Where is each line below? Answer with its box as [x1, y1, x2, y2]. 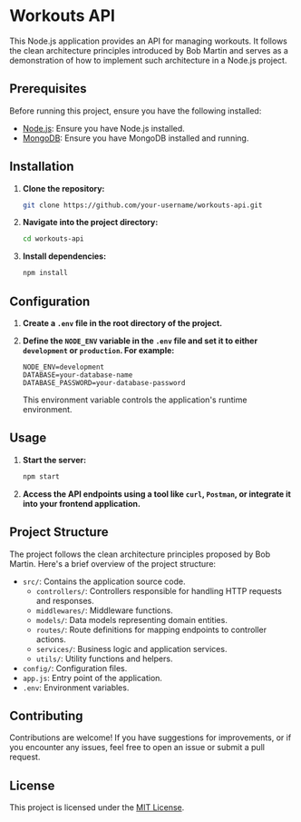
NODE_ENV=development [22, 362, 104, 371]
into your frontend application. [22, 498, 141, 509]
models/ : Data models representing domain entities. [35, 614, 228, 625]
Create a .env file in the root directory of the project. [22, 318, 223, 328]
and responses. [35, 595, 95, 606]
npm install [22, 269, 68, 278]
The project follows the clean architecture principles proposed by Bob [9, 549, 270, 560]
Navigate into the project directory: [22, 217, 159, 228]
